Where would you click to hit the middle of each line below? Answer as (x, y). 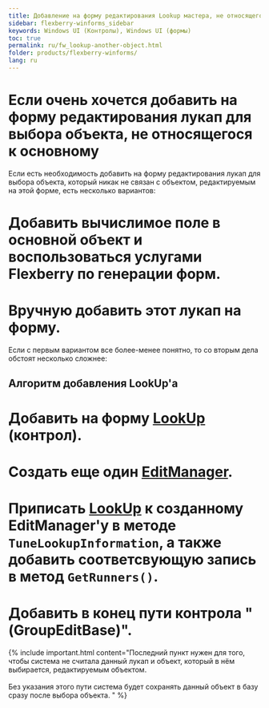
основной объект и (75, 240)
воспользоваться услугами (105, 257)
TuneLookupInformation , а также (115, 542)
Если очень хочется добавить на (123, 100)
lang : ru (23, 61)
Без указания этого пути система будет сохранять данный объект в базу (133, 686)
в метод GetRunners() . (83, 576)
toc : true (25, 38)
